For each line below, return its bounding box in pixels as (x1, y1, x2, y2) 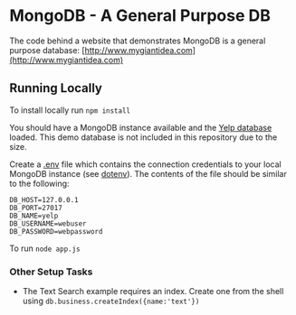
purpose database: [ (9, 44, 85, 55)
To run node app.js (9, 243, 81, 254)
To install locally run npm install (9, 105, 131, 116)
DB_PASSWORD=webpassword (9, 227, 103, 236)
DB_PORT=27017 (9, 203, 63, 212)
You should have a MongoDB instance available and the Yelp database (9, 122, 272, 133)
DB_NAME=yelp (9, 211, 59, 220)
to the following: (9, 178, 70, 189)
